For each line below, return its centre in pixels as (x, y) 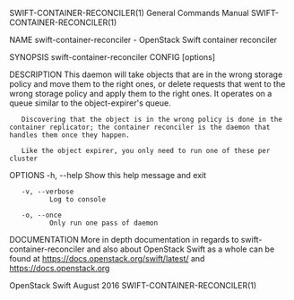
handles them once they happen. (69, 135)
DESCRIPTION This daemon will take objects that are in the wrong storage (146, 74)
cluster (24, 159)
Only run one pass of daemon (104, 223)
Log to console (77, 200)
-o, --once (42, 215)
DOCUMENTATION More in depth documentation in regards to (124, 240)
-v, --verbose (48, 192)
